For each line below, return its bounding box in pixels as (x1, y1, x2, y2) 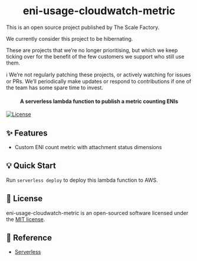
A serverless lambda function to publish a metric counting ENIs (19, 98, 179, 105)
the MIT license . (6, 215, 45, 223)
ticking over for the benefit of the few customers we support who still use (6, 53, 185, 60)
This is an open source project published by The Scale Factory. (6, 24, 160, 31)
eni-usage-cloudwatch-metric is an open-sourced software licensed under (6, 209, 189, 217)
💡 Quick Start (6, 161, 56, 171)
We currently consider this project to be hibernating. (6, 35, 133, 42)
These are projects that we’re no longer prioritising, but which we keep (6, 46, 178, 54)
